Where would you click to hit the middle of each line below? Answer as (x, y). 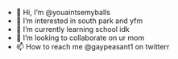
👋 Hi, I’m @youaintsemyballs (63, 12)
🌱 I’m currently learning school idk (73, 29)
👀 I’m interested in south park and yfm (79, 21)
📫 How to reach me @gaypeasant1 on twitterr (93, 47)
